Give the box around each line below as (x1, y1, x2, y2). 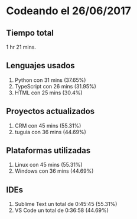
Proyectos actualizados (6, 106, 95, 116)
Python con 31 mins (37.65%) (14, 76, 86, 84)
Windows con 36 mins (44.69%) (14, 167, 94, 174)
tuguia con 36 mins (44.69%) (14, 128, 87, 135)
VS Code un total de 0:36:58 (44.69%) (14, 207, 109, 214)
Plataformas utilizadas (6, 145, 91, 155)
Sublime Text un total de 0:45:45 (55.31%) (14, 201, 118, 208)
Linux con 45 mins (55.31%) (14, 161, 83, 169)
